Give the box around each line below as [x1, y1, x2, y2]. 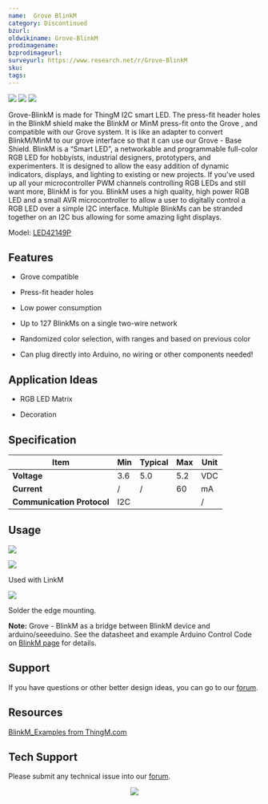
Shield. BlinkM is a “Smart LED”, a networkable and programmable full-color [8, 143, 258, 153]
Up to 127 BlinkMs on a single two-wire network [19, 318, 178, 329]
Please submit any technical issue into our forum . [8, 771, 170, 782]
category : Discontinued [8, 19, 88, 27]
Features [8, 251, 54, 265]
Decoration [19, 410, 58, 419]
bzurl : [8, 26, 30, 34]
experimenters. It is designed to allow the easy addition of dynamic [8, 161, 230, 171]
